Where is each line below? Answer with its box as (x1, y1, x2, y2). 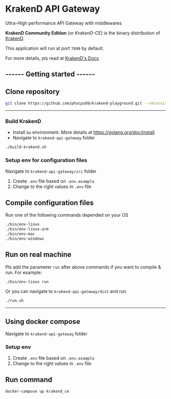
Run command (5, 375, 52, 384)
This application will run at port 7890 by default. (5, 45, 104, 51)
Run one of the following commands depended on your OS (5, 212, 129, 218)
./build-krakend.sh (5, 145, 47, 150)
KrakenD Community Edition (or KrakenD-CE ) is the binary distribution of (5, 30, 160, 36)
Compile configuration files (5, 198, 94, 207)
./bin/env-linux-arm (5, 227, 49, 232)
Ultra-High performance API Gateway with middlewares (5, 20, 122, 26)
